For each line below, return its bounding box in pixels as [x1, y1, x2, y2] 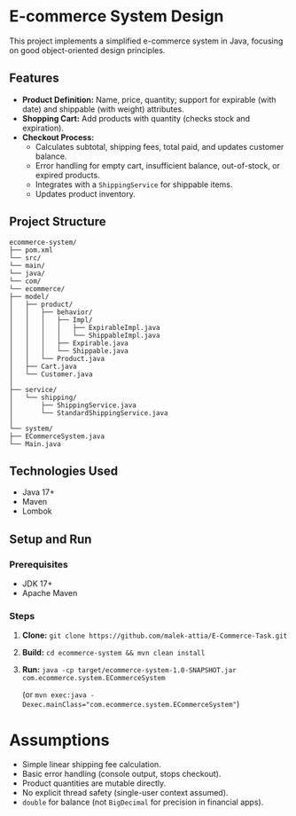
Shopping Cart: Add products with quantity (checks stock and [21, 113, 251, 123]
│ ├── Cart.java [9, 362, 77, 371]
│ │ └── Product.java [9, 354, 105, 363]
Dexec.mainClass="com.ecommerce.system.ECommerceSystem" [21, 701, 238, 710]
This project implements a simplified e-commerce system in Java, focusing [9, 35, 284, 46]
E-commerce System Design [9, 6, 224, 27]
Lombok [21, 506, 53, 516]
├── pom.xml [9, 246, 53, 255]
